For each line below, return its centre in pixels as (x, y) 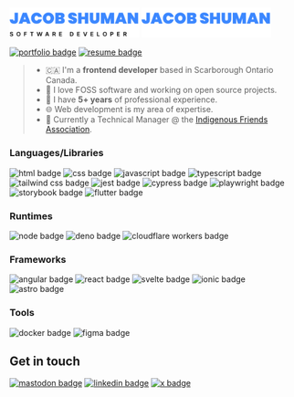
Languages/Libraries (57, 153)
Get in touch (45, 361)
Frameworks (38, 259)
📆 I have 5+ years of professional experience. (131, 99)
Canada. (61, 80)
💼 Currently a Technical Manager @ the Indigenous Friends (157, 120)
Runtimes (31, 215)
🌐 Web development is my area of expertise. (129, 110)
